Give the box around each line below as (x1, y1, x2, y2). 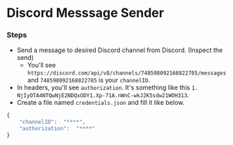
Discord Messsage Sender (6, 5, 165, 21)
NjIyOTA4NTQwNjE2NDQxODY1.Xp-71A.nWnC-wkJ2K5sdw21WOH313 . (16, 91, 189, 99)
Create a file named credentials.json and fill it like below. (16, 99, 185, 107)
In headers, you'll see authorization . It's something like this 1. (16, 83, 199, 92)
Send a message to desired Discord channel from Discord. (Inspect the (16, 46, 223, 54)
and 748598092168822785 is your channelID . (27, 76, 151, 84)
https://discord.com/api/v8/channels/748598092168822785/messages (27, 70, 227, 77)
